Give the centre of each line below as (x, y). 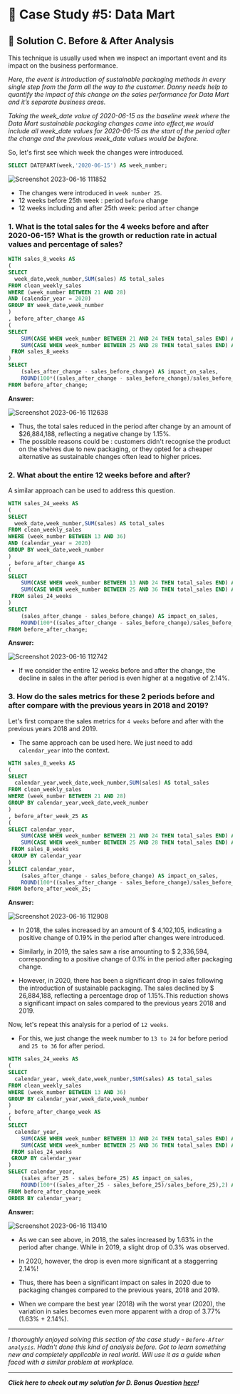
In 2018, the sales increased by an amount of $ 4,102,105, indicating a (120, 930)
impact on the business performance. (63, 66)
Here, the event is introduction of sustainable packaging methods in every (117, 79)
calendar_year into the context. (64, 750)
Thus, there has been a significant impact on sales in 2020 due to (115, 1282)
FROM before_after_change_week (54, 1192)
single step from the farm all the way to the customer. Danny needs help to (118, 87)
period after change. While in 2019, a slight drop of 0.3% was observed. (124, 1247)
